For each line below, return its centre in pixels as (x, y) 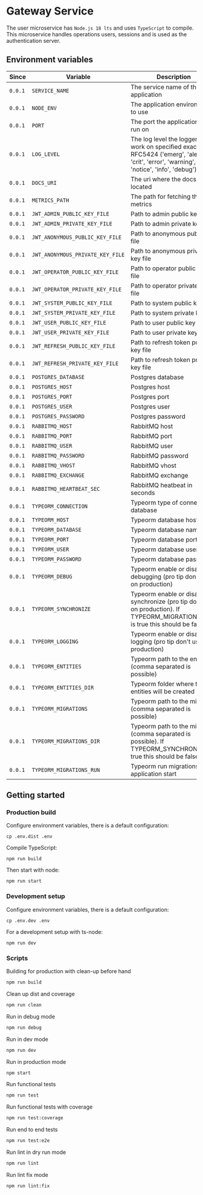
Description (174, 77)
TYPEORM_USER (50, 549)
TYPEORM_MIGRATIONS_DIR (66, 741)
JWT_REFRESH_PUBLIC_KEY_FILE (74, 346)
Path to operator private (164, 285)
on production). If (155, 609)
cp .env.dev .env (28, 921)
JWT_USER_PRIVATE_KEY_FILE (71, 332)
